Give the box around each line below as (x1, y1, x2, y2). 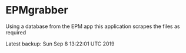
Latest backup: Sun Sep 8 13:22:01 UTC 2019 (5, 40, 115, 47)
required (5, 29, 26, 36)
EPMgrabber (5, 3, 68, 17)
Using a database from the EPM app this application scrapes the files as (5, 23, 180, 30)
